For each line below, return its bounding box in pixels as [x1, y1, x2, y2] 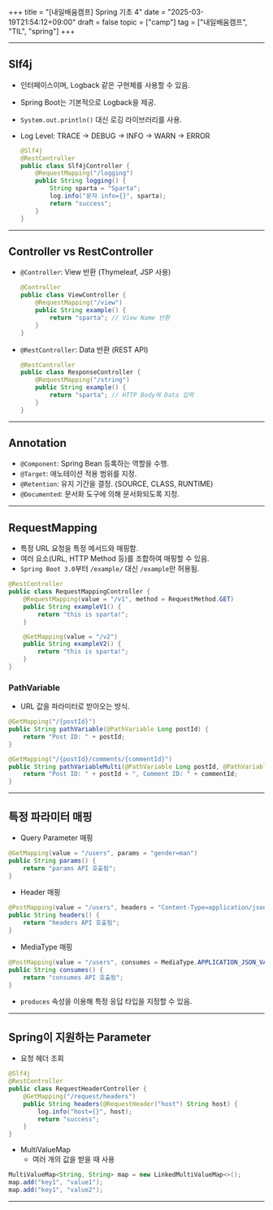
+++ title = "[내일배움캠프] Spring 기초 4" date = [8, 7, 167, 16]
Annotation [8, 436, 67, 450]
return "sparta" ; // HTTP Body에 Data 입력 [50, 391, 194, 399]
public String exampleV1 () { [23, 602, 122, 611]
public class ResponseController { [19, 368, 141, 376]
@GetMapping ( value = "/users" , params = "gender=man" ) [8, 848, 198, 857]
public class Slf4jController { [19, 162, 130, 170]
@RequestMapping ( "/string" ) [35, 376, 130, 384]
